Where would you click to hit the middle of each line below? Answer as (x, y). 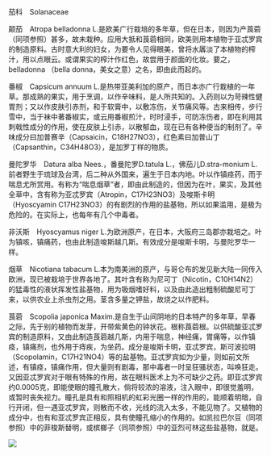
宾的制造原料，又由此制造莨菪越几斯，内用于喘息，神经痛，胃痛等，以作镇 (132, 337)
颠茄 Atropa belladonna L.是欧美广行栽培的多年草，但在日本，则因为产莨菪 (135, 29)
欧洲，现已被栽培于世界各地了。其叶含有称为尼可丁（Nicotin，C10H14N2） (133, 279)
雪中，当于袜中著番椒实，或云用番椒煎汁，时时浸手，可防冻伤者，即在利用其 (135, 117)
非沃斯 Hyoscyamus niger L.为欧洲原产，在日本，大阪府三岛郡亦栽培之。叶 (135, 232)
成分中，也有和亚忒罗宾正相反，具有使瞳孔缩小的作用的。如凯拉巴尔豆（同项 (135, 417)
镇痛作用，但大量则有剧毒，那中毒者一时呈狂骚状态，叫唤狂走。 (156, 367)
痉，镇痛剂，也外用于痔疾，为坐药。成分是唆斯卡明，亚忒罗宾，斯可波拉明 (132, 347)
